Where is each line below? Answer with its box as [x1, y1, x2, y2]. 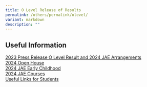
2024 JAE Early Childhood [5, 65, 61, 72]
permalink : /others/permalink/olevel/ [5, 12, 88, 17]
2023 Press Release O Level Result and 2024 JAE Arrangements [5, 54, 142, 60]
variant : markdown [5, 17, 45, 22]
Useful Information [5, 40, 67, 49]
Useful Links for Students [5, 76, 59, 82]
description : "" [5, 21, 40, 27]
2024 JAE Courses [5, 71, 45, 77]
